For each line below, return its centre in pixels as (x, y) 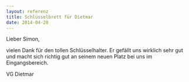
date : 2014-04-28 (27, 22)
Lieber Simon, (23, 39)
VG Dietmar (20, 74)
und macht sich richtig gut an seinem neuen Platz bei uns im (79, 57)
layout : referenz (27, 11)
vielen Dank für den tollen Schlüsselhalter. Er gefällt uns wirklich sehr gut (95, 50)
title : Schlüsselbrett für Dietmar (50, 17)
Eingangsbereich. (27, 63)
